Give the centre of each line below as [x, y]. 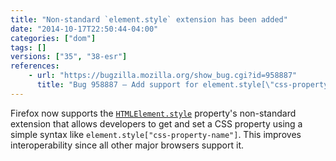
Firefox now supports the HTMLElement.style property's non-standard [153, 113]
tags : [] [28, 47]
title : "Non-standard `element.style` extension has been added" [149, 19]
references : [35, 66]
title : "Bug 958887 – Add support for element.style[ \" [155, 85]
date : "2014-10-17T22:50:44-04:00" [84, 29]
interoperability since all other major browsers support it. [127, 145]
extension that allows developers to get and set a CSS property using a [156, 123]
